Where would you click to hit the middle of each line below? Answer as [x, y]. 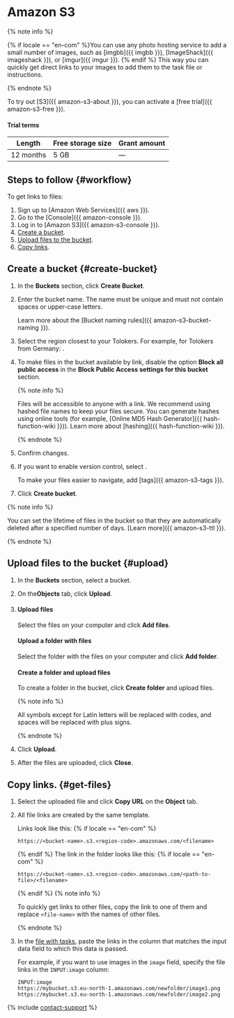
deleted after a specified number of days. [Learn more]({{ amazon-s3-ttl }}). [117, 527]
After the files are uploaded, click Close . [75, 763]
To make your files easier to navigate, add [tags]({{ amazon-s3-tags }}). [120, 480]
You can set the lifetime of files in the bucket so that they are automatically [114, 520]
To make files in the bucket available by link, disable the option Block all [120, 362]
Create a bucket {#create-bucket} [83, 269]
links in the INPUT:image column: [63, 970]
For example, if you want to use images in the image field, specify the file [121, 962]
